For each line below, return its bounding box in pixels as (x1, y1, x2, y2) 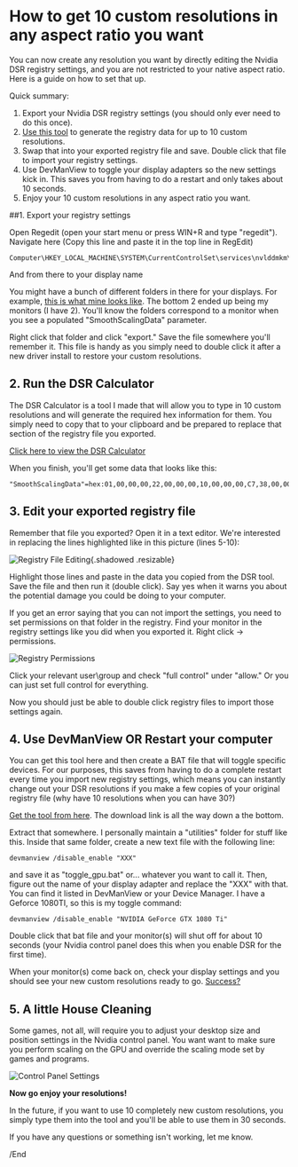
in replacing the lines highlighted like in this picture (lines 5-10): (9, 537, 240, 548)
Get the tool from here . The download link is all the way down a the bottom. (9, 810, 284, 821)
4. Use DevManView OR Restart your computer (9, 731, 273, 746)
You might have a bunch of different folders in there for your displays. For (9, 286, 278, 296)
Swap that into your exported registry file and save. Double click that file (21, 145, 286, 156)
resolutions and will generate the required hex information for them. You (9, 409, 272, 420)
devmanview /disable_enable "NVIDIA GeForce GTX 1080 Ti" (9, 915, 228, 924)
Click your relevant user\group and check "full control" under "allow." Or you (9, 670, 289, 681)
